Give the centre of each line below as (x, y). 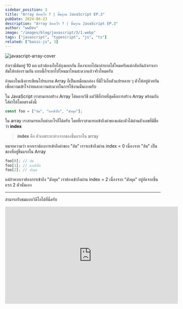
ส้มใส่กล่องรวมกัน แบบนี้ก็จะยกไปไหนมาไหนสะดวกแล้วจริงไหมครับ (59, 71)
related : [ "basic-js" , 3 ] (32, 42)
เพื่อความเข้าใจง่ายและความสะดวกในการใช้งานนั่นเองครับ (51, 86)
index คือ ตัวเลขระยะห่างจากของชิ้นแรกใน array (58, 136)
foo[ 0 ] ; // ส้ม (19, 161)
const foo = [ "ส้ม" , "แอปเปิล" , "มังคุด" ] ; (44, 111)
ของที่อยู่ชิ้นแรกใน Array (25, 152)
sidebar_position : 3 (26, 10)
